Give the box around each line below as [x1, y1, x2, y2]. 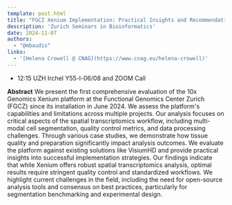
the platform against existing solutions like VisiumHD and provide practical [7, 146, 219, 154]
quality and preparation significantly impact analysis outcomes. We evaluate [7, 139, 224, 147]
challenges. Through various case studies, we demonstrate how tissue [7, 131, 209, 139]
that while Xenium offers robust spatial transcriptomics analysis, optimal [7, 160, 212, 169]
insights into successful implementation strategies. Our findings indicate [7, 153, 213, 162]
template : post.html [7, 10, 67, 17]
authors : [7, 36, 32, 43]
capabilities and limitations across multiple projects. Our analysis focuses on [7, 109, 224, 117]
